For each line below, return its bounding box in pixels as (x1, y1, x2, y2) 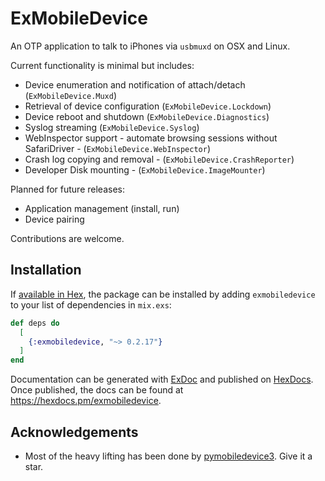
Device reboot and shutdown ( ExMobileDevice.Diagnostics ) (24, 110, 270, 122)
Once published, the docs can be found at (10, 384, 184, 396)
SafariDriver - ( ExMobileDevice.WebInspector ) (24, 142, 212, 154)
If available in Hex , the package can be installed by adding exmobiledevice (10, 288, 316, 300)
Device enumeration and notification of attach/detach (24, 78, 246, 91)
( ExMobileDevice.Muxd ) (24, 89, 118, 101)
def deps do (10, 318, 60, 328)
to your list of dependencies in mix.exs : (10, 298, 172, 311)
